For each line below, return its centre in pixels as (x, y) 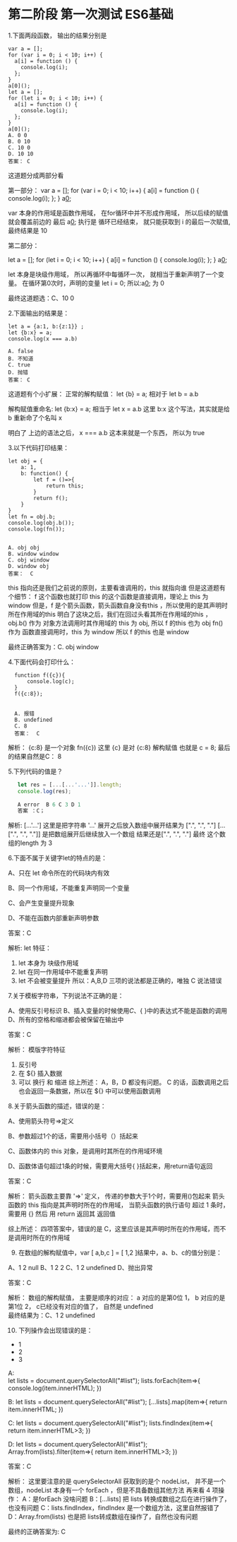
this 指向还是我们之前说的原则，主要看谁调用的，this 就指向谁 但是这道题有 (117, 588)
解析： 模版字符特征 (37, 1050)
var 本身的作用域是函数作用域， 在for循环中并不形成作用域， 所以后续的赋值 (118, 213)
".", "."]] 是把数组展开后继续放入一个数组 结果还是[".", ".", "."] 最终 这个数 (123, 834)
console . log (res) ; (44, 791)
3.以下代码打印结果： (39, 447)
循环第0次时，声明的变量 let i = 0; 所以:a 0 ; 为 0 (96, 283)
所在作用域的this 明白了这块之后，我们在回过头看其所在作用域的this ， (110, 614)
